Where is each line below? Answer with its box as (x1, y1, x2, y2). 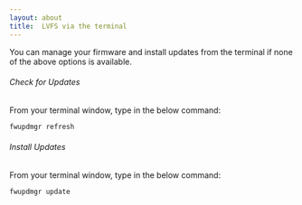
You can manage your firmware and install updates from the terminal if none (9, 46, 294, 57)
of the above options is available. (9, 56, 133, 67)
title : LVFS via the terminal (9, 22, 127, 31)
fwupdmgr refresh (9, 122, 75, 131)
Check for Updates (9, 77, 80, 88)
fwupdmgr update (9, 187, 71, 196)
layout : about (9, 13, 63, 23)
